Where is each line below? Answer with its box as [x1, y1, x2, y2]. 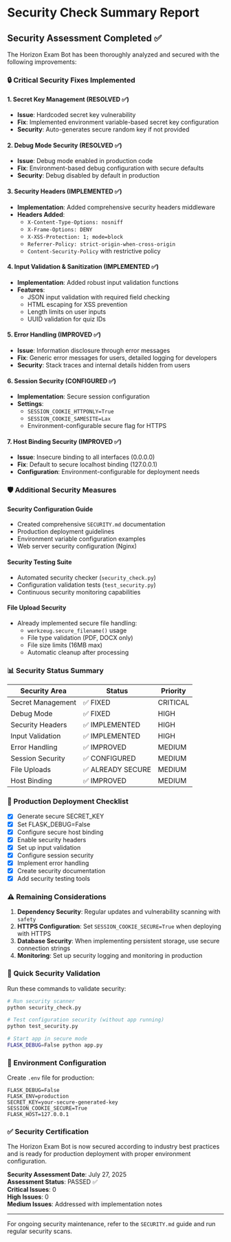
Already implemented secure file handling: [16, 619, 137, 627]
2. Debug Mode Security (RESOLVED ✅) [7, 141, 122, 149]
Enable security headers [16, 835, 87, 844]
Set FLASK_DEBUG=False [16, 820, 91, 828]
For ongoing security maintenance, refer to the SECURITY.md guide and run [7, 1220, 216, 1228]
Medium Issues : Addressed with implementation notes [7, 1200, 163, 1208]
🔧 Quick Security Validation [7, 969, 101, 978]
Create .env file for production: [7, 1073, 95, 1082]
